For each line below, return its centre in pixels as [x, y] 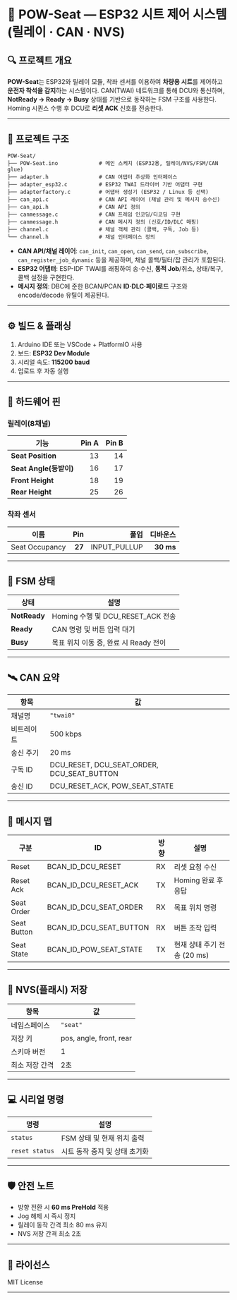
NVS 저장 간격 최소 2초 [49, 1234]
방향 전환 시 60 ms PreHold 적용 [63, 1208]
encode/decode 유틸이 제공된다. [63, 295]
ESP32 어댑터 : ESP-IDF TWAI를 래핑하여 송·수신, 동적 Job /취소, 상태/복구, [120, 268]
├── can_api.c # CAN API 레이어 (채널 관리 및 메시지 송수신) [114, 199]
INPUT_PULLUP [117, 547]
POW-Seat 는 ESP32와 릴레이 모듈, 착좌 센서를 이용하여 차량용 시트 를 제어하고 [115, 81]
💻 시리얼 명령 [36, 1100]
